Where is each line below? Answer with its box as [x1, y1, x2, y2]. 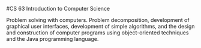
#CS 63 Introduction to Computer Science [6, 5, 110, 12]
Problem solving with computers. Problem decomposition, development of [6, 17, 190, 23]
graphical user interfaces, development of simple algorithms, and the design [6, 23, 195, 30]
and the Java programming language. [6, 36, 99, 42]
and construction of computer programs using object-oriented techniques [6, 29, 189, 36]
